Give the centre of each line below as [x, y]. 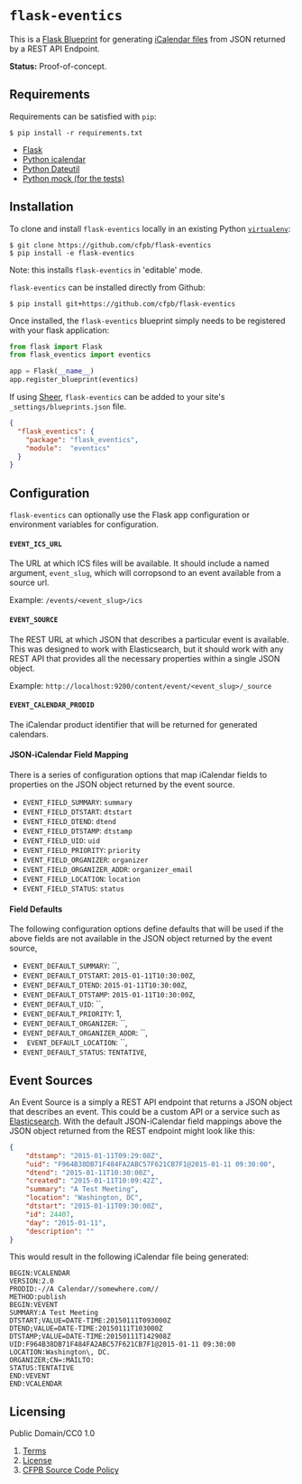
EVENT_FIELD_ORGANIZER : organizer [85, 859]
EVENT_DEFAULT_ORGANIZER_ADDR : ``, [85, 1033]
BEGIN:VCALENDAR [40, 1274]
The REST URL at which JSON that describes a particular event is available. [149, 639]
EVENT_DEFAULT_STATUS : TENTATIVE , [84, 1052]
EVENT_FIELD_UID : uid [61, 840]
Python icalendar [54, 159]
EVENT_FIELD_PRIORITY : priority [82, 849]
